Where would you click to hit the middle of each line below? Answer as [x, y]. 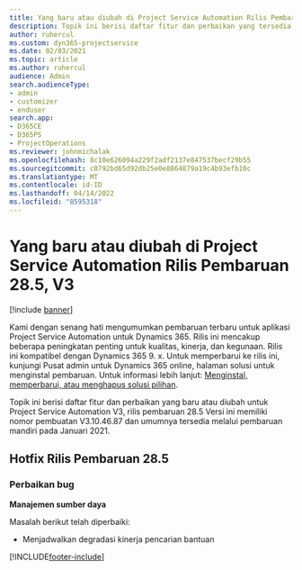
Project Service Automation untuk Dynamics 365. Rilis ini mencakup [135, 336]
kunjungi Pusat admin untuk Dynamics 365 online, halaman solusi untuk [142, 365]
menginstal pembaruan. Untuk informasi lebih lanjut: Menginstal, [129, 375]
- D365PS [26, 135]
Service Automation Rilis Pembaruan [149, 266]
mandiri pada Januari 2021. [60, 430]
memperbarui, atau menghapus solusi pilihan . [93, 385]
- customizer [34, 101]
